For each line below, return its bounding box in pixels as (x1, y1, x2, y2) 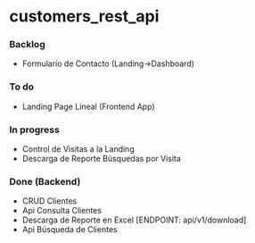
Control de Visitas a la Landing (21, 144, 136, 155)
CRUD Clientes (21, 196, 78, 206)
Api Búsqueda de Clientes (21, 224, 118, 235)
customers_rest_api (9, 6, 160, 27)
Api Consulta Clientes (21, 205, 103, 216)
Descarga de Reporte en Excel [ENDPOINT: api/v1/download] (21, 214, 247, 225)
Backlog (9, 38, 46, 51)
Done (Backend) (9, 176, 81, 188)
